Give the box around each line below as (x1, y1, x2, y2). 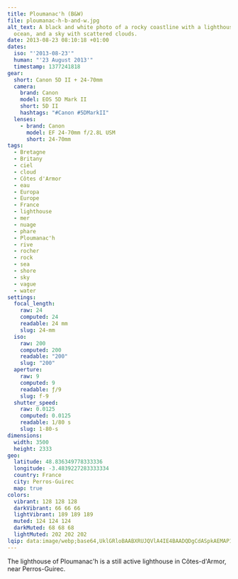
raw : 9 (20, 373, 40, 380)
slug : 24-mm (20, 327, 55, 334)
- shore (13, 267, 37, 274)
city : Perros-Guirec (13, 478, 74, 485)
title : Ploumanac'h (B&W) (7, 10, 84, 18)
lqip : (7, 537, 23, 544)
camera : (13, 83, 37, 90)
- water (13, 287, 37, 294)
